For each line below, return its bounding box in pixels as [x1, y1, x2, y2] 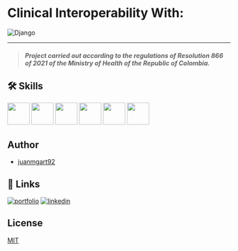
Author [7, 139, 39, 151]
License [7, 217, 43, 229]
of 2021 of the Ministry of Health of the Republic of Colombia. [24, 59, 210, 67]
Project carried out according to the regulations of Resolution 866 [24, 51, 224, 59]
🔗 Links [7, 178, 40, 190]
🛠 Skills [7, 80, 44, 92]
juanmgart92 [17, 158, 55, 166]
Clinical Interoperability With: [7, 5, 184, 21]
